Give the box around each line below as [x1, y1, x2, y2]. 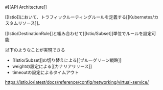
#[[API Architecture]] [5, 4, 47, 10]
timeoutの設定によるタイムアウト [12, 70, 79, 75]
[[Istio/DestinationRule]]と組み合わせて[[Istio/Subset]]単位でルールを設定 [5, 31, 152, 36]
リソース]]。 [18, 20, 43, 26]
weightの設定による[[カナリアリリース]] [12, 63, 92, 69]
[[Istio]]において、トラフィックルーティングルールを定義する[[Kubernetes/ [5, 14, 154, 20]
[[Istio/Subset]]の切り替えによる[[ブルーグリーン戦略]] [12, 57, 122, 63]
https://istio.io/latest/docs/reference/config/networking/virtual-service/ [5, 79, 149, 85]
